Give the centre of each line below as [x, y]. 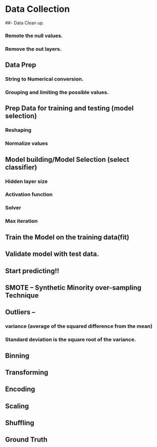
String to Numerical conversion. [44, 79]
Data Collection [38, 9]
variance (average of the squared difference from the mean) [79, 326]
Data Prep [21, 65]
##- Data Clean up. [25, 23]
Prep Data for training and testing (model [69, 108]
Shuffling [20, 423]
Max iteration [22, 221]
